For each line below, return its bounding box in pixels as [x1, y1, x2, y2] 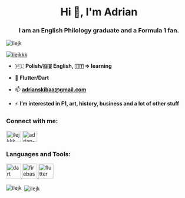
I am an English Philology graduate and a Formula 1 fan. [18, 27, 180, 35]
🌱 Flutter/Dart [14, 74, 49, 81]
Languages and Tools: [6, 150, 71, 158]
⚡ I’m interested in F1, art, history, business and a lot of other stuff [14, 100, 180, 107]
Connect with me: [6, 117, 58, 126]
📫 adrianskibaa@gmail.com [14, 86, 87, 93]
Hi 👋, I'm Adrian [60, 5, 138, 19]
